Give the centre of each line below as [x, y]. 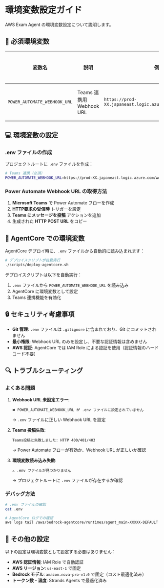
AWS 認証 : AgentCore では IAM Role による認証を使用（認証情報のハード [85, 347]
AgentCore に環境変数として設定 [45, 292]
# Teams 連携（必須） [25, 173]
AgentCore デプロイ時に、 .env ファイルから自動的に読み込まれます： [75, 251]
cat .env [14, 509]
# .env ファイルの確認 [26, 504]
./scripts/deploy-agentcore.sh [37, 265]
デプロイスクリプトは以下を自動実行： [43, 275]
